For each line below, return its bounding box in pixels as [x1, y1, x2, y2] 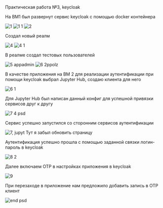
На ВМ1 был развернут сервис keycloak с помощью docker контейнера [5, 14, 156, 19]
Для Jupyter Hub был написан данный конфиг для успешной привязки [5, 96, 154, 101]
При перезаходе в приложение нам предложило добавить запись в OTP [5, 183, 159, 188]
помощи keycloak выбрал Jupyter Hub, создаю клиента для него [5, 77, 141, 82]
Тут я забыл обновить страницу [25, 129, 93, 135]
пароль [5, 144, 21, 150]
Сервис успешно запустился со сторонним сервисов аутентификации [5, 120, 154, 125]
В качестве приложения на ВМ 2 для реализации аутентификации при [5, 71, 154, 77]
